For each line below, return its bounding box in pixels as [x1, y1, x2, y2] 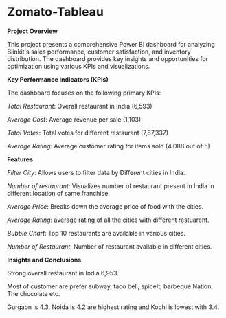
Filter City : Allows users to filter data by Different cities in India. [7, 168, 185, 177]
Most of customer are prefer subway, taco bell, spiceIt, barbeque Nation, [7, 282, 214, 291]
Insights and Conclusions [7, 255, 82, 264]
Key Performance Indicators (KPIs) [7, 75, 109, 83]
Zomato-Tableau [7, 4, 104, 20]
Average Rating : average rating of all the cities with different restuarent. [7, 216, 210, 224]
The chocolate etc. [7, 289, 60, 297]
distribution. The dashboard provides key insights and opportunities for [7, 54, 208, 63]
